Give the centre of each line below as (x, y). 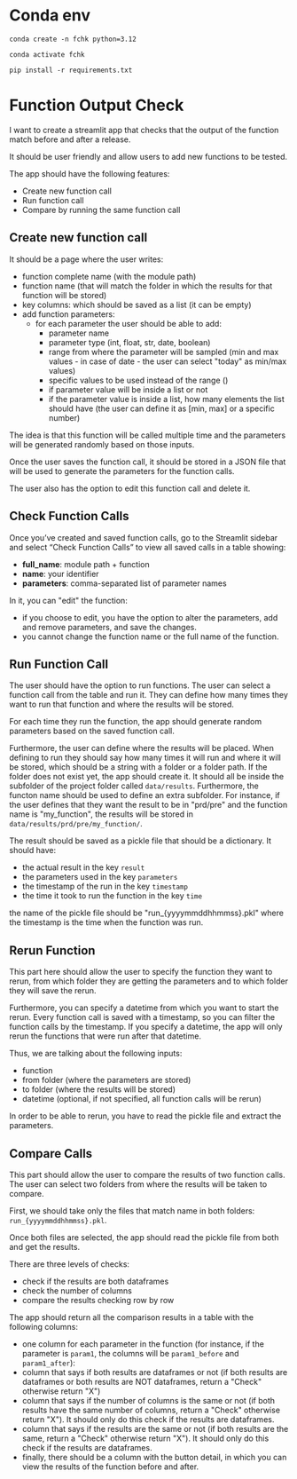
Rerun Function (52, 950)
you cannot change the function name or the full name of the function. (150, 637)
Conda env (50, 16)
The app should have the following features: (90, 173)
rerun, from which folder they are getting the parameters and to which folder (148, 981)
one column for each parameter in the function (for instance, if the (143, 1344)
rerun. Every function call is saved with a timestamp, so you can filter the (142, 1017)
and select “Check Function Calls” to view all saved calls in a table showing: (148, 547)
